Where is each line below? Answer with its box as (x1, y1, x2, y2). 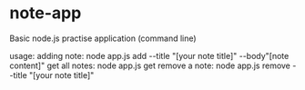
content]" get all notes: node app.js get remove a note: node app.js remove (9, 60, 291, 71)
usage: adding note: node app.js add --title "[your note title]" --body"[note (9, 50, 290, 61)
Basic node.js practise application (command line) (9, 33, 198, 44)
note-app (9, 3, 82, 24)
